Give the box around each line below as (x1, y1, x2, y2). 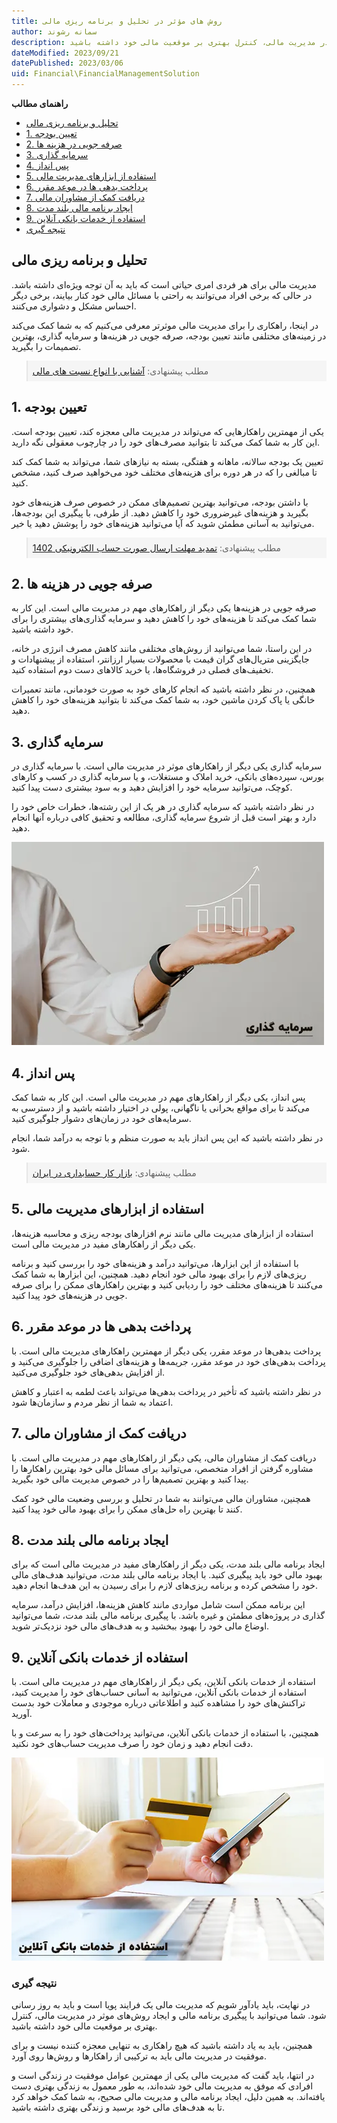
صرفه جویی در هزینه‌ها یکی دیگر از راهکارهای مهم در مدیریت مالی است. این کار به (11, 602, 317, 614)
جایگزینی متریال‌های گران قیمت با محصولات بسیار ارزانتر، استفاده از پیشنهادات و (11, 653, 310, 665)
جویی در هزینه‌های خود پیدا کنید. (11, 1289, 128, 1301)
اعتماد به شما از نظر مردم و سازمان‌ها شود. (11, 1396, 174, 1408)
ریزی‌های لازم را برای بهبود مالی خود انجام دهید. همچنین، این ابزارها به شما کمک (11, 1268, 307, 1280)
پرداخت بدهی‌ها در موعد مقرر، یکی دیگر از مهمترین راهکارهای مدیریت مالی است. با (11, 1345, 322, 1357)
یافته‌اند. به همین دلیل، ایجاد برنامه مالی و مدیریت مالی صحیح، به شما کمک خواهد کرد (11, 2091, 326, 2103)
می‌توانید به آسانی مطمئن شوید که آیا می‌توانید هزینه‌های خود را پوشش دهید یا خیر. (11, 517, 315, 529)
